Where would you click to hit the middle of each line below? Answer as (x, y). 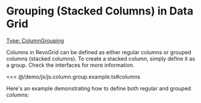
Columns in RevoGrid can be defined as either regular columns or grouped (99, 52)
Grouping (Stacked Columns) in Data (100, 11)
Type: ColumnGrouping (35, 40)
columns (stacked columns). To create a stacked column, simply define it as (101, 58)
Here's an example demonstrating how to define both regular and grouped (99, 88)
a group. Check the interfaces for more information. (70, 65)
